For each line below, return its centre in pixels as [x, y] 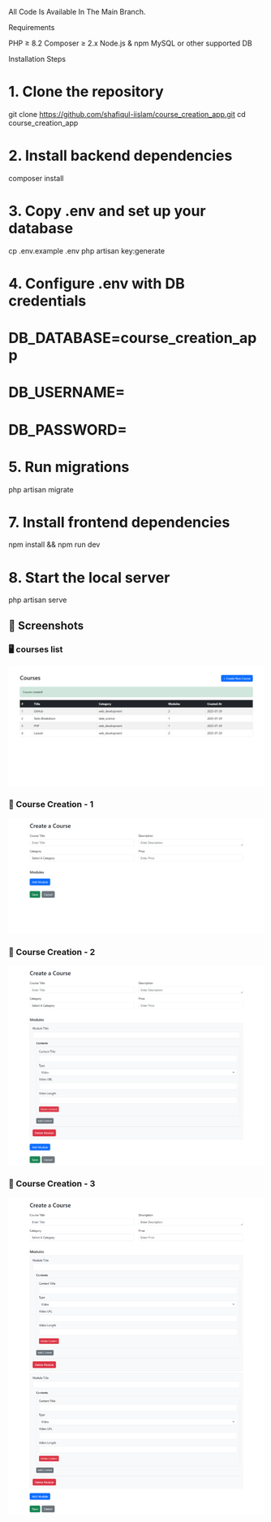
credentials [47, 301]
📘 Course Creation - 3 [52, 1184]
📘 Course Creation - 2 [52, 952]
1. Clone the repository [86, 92]
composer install [36, 178]
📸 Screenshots [46, 625]
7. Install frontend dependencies [119, 522]
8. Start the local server [89, 577]
